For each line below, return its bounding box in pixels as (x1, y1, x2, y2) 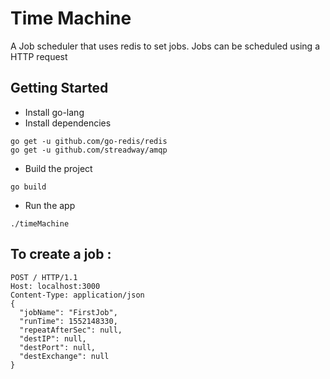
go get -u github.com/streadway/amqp (10, 145, 168, 155)
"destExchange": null (19, 351, 110, 361)
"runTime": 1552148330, (19, 316, 118, 326)
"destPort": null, (19, 342, 97, 352)
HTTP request (10, 50, 68, 62)
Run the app (24, 199, 76, 211)
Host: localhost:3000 (10, 281, 101, 291)
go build (10, 182, 47, 192)
